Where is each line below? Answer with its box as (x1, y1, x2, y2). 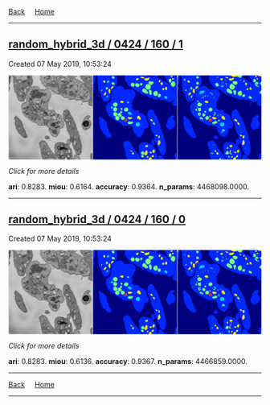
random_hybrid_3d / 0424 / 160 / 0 (8, 213, 186, 226)
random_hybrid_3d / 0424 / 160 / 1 (8, 38, 183, 52)
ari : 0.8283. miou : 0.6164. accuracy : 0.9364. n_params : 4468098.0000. (8, 181, 250, 192)
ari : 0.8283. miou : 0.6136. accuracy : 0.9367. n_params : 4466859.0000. (8, 357, 247, 366)
